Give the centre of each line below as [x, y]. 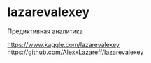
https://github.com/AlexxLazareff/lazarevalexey [75, 52]
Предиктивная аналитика [45, 31]
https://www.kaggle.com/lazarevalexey [64, 44]
